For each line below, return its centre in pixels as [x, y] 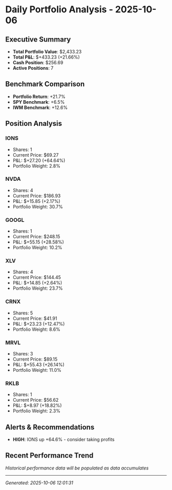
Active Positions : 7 [33, 68]
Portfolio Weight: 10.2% [37, 248]
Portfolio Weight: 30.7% [38, 206]
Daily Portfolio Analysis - [59, 10]
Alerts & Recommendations [50, 427]
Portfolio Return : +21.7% [39, 97]
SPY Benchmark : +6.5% [39, 102]
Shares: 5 [23, 313]
